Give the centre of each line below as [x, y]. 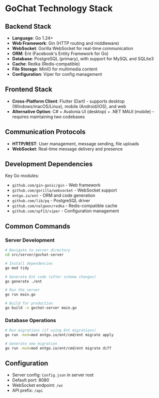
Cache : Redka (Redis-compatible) [46, 64]
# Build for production [29, 303]
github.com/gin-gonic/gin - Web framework [56, 185]
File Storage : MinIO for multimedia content [55, 69]
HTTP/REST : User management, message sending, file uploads [75, 143]
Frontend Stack [29, 90]
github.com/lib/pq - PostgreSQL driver [51, 201]
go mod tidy [17, 268]
